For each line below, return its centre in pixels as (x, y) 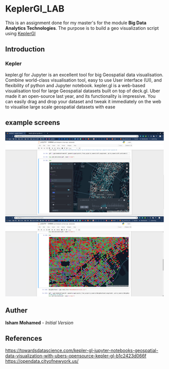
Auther (16, 311)
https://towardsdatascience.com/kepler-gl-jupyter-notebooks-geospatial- (82, 350)
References (24, 338)
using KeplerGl (21, 33)
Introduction (25, 49)
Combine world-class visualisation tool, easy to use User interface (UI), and (83, 80)
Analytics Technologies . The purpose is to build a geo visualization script (82, 28)
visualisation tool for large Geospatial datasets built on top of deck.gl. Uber (83, 91)
